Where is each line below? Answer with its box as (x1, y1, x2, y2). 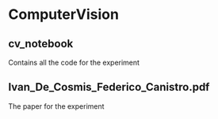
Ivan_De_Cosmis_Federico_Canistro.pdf (8, 80, 210, 94)
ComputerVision (8, 6, 119, 24)
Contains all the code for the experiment (8, 58, 140, 67)
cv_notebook (8, 37, 74, 50)
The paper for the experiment (8, 101, 105, 111)
